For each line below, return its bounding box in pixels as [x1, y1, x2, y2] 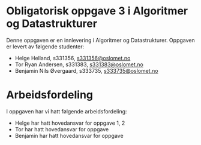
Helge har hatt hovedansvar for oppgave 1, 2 [14, 119, 125, 127]
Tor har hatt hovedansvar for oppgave [14, 125, 109, 132]
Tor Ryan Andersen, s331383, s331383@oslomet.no [14, 61, 144, 68]
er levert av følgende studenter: [6, 43, 85, 50]
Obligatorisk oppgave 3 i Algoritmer [6, 4, 188, 18]
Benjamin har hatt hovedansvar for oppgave [14, 132, 124, 139]
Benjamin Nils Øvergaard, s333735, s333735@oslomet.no [14, 67, 158, 74]
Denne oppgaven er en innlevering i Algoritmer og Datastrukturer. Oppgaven [6, 36, 195, 44]
